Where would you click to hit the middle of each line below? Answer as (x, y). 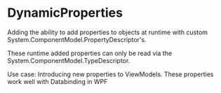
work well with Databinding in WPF (58, 81)
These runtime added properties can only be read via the (90, 53)
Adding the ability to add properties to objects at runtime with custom (108, 32)
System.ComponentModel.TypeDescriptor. (69, 60)
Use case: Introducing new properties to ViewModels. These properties (110, 74)
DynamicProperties (65, 13)
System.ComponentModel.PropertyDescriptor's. (77, 39)
